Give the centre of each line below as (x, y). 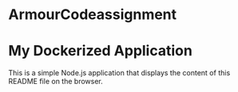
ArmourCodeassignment (93, 15)
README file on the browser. (56, 82)
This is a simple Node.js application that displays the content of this (119, 73)
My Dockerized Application (101, 51)
